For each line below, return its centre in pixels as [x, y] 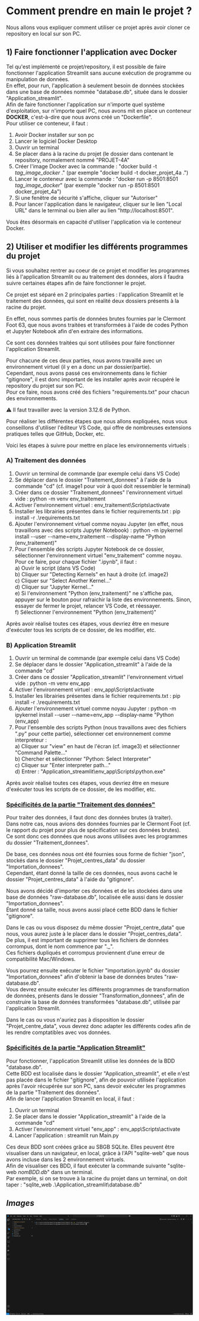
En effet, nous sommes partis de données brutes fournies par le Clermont [96, 318]
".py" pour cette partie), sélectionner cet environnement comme [93, 734]
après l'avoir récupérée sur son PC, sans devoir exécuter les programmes [96, 1086]
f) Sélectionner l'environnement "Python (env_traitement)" [86, 612]
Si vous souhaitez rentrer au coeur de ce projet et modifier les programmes [98, 270]
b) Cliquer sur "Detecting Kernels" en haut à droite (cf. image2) [92, 574]
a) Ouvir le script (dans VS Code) [55, 568]
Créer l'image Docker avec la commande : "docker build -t [86, 166]
